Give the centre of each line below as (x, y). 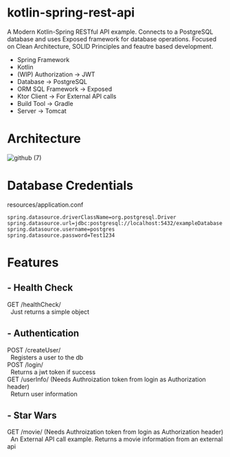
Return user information (44, 394)
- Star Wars (32, 415)
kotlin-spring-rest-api (71, 13)
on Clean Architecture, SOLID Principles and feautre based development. (110, 46)
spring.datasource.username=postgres (61, 229)
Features (33, 262)
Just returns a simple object (50, 312)
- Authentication (43, 333)
